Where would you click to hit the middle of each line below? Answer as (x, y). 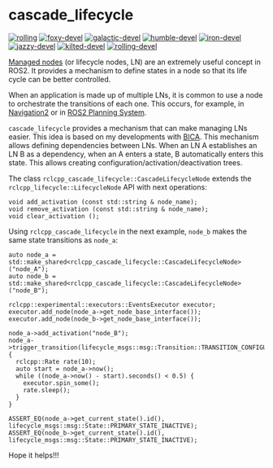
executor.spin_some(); (61, 383)
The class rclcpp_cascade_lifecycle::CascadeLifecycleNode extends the (130, 178)
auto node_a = (32, 255)
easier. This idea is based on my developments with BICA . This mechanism (134, 137)
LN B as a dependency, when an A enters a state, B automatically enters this (136, 154)
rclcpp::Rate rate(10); (56, 361)
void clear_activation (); (54, 216)
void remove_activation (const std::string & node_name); (108, 209)
